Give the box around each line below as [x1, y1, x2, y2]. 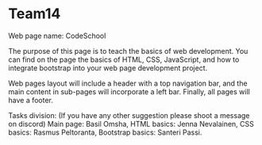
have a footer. [8, 95, 54, 105]
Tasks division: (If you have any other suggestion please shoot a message [8, 110, 250, 120]
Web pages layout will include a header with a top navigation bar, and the [8, 78, 248, 88]
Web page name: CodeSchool [8, 31, 106, 40]
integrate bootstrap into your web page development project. [8, 63, 208, 72]
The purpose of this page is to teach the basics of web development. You [8, 46, 249, 55]
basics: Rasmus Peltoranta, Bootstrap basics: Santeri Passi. [8, 128, 202, 137]
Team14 [8, 5, 61, 23]
